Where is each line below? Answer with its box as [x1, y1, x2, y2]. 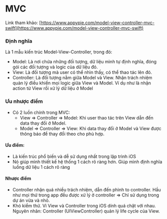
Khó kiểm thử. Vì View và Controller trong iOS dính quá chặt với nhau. [12, 202, 156, 208]
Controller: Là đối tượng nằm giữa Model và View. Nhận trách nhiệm [12, 75, 152, 81]
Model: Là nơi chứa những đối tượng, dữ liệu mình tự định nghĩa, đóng [12, 59, 157, 65]
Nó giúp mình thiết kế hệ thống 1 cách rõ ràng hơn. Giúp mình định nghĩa [12, 159, 162, 165]
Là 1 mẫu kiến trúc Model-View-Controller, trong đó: [5, 49, 112, 55]
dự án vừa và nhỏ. [12, 197, 50, 203]
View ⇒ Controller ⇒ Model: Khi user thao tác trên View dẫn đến [20, 115, 154, 121]
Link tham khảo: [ [5, 20, 41, 26]
